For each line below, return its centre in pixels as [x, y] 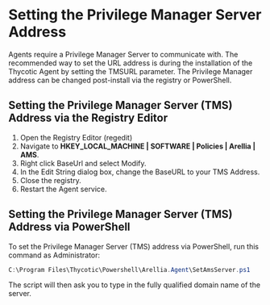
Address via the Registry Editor [88, 118]
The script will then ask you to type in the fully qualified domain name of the [134, 285]
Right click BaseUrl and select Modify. [83, 163]
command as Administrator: [54, 255]
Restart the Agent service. [63, 189]
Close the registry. [51, 180]
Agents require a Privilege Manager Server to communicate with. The [123, 54]
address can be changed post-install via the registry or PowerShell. [120, 80]
